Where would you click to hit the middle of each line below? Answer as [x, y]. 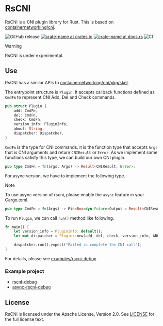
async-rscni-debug [31, 287]
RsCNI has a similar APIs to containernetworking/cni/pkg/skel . [67, 82]
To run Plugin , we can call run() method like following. [60, 218]
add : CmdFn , [26, 111]
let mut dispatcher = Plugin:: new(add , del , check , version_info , [82, 236]
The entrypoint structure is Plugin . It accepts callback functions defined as [80, 92]
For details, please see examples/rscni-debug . [51, 258]
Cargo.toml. [17, 200]
